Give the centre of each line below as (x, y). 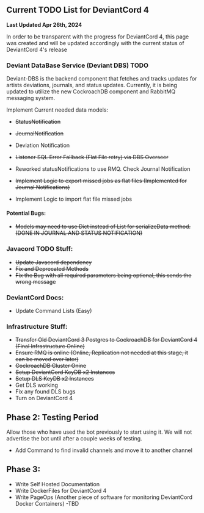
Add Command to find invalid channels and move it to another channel (104, 450)
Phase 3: (24, 469)
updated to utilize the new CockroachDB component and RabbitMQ (91, 91)
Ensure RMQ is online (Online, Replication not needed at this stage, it (101, 353)
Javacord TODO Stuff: (40, 249)
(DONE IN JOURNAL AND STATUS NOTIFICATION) (79, 233)
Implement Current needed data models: (57, 110)
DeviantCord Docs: (35, 297)
